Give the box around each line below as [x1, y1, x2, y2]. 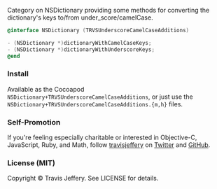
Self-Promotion [7, 117, 61, 127]
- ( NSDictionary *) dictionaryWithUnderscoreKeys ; [7, 45, 155, 53]
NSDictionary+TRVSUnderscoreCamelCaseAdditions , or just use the [7, 92, 194, 101]
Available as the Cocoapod [7, 85, 85, 93]
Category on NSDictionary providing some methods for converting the [7, 6, 210, 14]
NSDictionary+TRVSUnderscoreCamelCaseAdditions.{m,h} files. [7, 99, 183, 108]
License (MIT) [7, 158, 56, 168]
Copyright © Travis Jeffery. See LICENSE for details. [7, 174, 159, 183]
